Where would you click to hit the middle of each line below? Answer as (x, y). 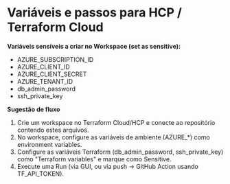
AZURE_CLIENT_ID (43, 67)
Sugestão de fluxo (34, 109)
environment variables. (49, 144)
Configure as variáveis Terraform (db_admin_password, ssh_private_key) (120, 152)
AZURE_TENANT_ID (45, 81)
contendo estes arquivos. (53, 130)
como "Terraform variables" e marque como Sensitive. (94, 159)
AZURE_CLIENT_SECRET (52, 74)
